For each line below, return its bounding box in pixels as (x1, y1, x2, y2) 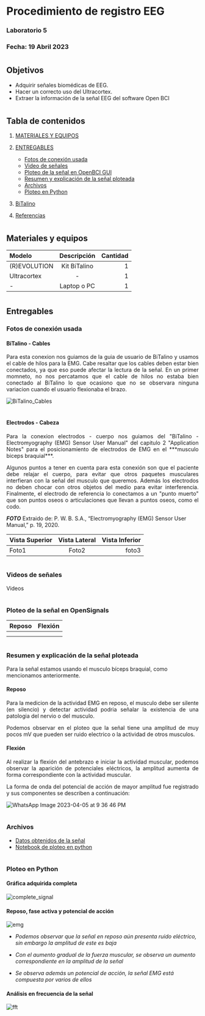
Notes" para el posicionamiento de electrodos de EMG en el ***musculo (6, 445, 199, 453)
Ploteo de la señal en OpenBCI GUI (24, 169, 112, 176)
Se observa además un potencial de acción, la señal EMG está (15, 970, 174, 977)
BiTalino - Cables (6, 339, 51, 347)
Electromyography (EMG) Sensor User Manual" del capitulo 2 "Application (6, 439, 199, 446)
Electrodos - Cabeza (6, 419, 59, 426)
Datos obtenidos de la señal (15, 836, 85, 844)
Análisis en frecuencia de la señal (6, 990, 93, 997)
